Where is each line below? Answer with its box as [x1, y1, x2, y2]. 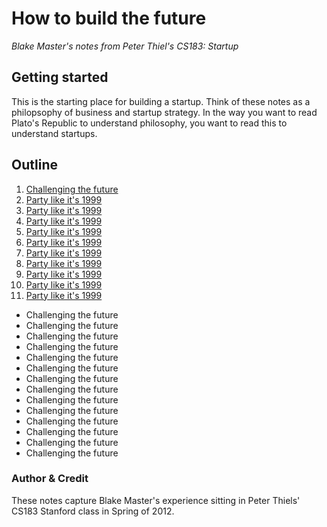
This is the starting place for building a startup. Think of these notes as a [11, 95, 311, 107]
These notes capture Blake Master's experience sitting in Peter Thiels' [11, 494, 301, 506]
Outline [11, 157, 58, 174]
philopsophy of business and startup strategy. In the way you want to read [11, 106, 318, 118]
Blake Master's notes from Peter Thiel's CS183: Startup [11, 40, 239, 52]
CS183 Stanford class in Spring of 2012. [11, 505, 175, 517]
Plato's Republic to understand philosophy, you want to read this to [11, 117, 288, 129]
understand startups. [11, 127, 98, 139]
